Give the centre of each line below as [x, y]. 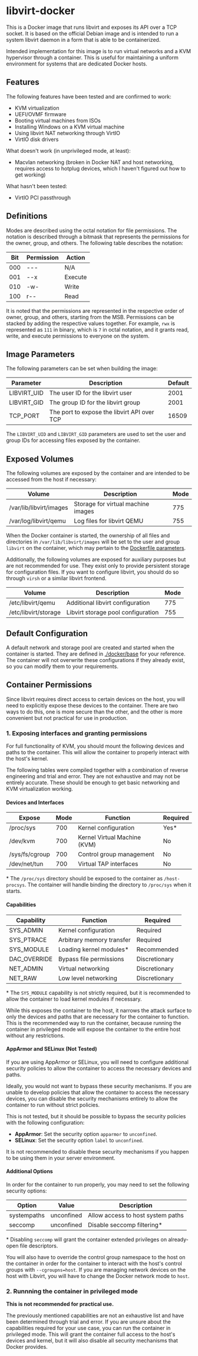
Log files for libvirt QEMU [109, 521]
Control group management [116, 854]
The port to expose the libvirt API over [102, 412]
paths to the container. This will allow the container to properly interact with [98, 752]
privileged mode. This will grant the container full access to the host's [91, 1334]
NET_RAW [23, 978]
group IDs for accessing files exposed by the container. [73, 440]
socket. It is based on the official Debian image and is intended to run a [92, 33]
